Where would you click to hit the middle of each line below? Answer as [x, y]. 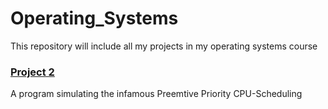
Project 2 [32, 72]
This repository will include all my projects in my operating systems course [164, 46]
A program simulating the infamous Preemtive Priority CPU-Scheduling [156, 94]
